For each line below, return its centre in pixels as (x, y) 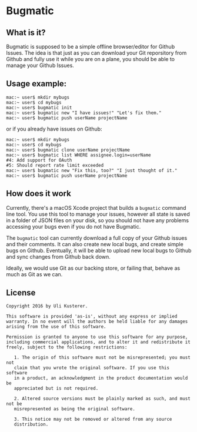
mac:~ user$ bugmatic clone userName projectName (68, 150)
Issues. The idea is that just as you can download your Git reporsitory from (96, 53)
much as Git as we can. (34, 274)
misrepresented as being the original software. (74, 409)
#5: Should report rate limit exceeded (55, 165)
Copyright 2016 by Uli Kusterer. (47, 306)
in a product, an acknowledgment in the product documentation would (101, 378)
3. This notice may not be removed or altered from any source (93, 419)
